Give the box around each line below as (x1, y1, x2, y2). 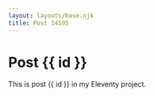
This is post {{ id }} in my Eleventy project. (8, 80, 147, 89)
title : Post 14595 (8, 19, 69, 27)
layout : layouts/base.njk (8, 11, 94, 20)
